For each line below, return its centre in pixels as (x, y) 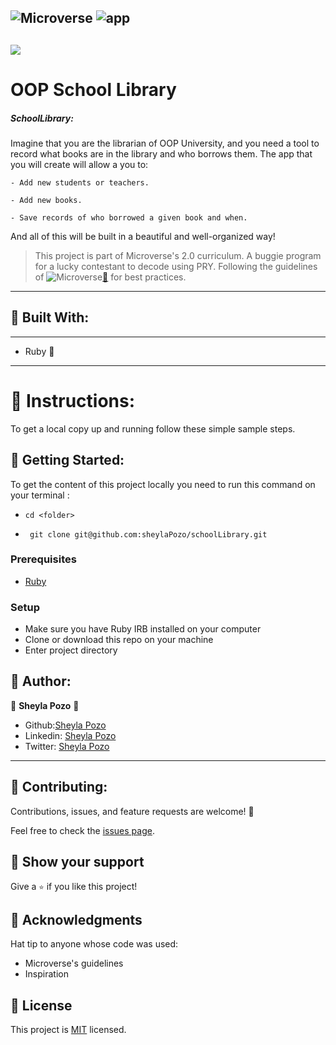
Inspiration (46, 974)
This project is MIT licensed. (68, 1030)
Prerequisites (43, 559)
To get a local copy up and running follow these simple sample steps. (153, 428)
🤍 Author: (41, 681)
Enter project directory (71, 650)
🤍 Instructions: (73, 400)
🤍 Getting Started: (67, 460)
